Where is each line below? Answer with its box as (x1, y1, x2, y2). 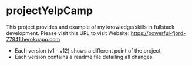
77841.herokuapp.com (6, 36, 60, 43)
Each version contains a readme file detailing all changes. (14, 53, 154, 60)
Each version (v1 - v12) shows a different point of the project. (14, 47, 163, 54)
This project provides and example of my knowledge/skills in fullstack (6, 23, 175, 30)
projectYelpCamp (6, 4, 93, 18)
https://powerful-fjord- (130, 29, 186, 36)
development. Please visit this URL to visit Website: (6, 29, 130, 36)
